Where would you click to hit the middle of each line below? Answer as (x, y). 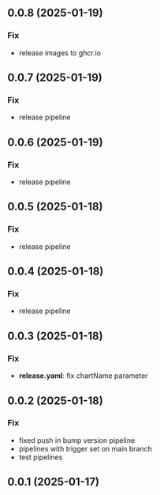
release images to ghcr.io (60, 53)
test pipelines (41, 457)
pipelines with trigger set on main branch (86, 448)
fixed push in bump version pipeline (77, 440)
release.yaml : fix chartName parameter (83, 376)
